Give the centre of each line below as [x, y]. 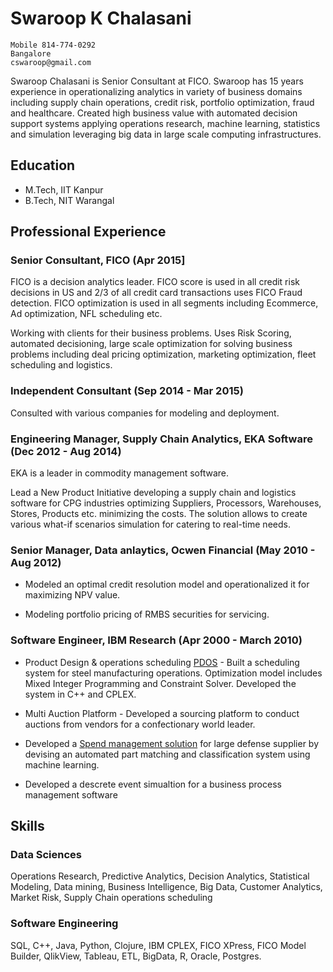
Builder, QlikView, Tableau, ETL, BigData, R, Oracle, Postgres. [136, 956]
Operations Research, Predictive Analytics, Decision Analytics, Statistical [160, 876]
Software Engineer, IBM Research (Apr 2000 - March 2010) [156, 640]
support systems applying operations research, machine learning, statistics [165, 123]
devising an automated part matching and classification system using [167, 754]
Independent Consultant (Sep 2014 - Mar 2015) [127, 391]
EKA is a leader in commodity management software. [120, 473]
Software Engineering [64, 924]
